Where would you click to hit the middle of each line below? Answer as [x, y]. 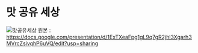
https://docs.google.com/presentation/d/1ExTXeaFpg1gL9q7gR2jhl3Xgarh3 [99, 37]
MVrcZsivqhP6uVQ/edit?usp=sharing [52, 43]
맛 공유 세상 [33, 12]
